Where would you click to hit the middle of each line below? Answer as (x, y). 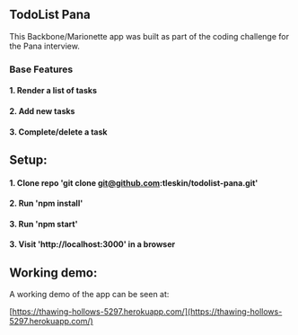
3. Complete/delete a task (58, 132)
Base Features (41, 69)
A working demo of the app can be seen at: (89, 295)
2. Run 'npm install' (46, 203)
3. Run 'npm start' (44, 224)
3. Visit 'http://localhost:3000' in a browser (92, 244)
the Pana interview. (45, 46)
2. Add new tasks (42, 110)
